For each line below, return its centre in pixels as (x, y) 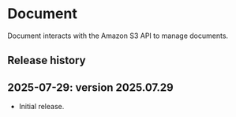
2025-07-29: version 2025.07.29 (91, 87)
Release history (47, 60)
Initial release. (41, 107)
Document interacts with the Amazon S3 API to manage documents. (118, 36)
